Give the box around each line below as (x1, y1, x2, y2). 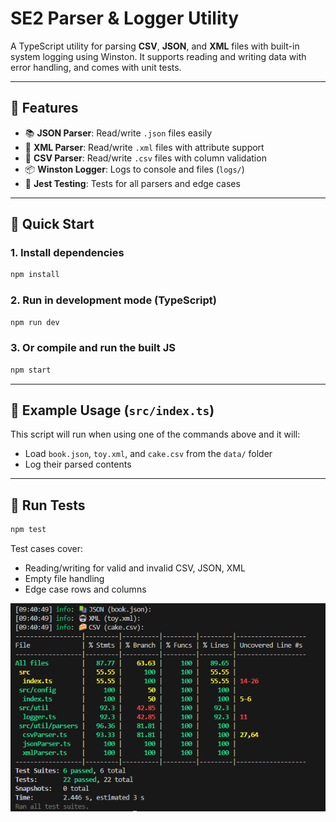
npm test (10, 525, 47, 535)
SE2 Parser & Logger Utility (10, 7, 240, 30)
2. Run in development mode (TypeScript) (10, 293, 217, 307)
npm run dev (10, 317, 60, 327)
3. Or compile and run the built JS (10, 341, 176, 355)
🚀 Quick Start (10, 216, 95, 233)
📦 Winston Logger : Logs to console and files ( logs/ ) (24, 163, 245, 175)
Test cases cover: (10, 543, 84, 555)
